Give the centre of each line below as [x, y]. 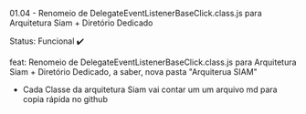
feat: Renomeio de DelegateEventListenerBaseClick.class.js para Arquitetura [153, 62]
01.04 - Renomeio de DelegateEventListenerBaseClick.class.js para [136, 13]
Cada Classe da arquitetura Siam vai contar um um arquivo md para [150, 89]
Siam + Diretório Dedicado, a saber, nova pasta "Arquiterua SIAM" [133, 72]
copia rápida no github [65, 99]
